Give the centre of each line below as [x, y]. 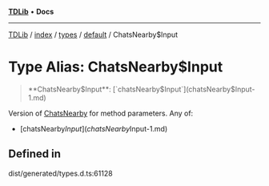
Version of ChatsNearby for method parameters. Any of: [101, 113]
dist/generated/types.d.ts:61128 [61, 173]
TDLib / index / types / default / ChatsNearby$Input [93, 34]
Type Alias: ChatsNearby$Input [116, 67]
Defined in [35, 154]
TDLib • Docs [31, 12]
